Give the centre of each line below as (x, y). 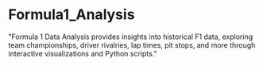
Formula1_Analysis (72, 15)
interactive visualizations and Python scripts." (83, 53)
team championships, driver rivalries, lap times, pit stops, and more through (132, 45)
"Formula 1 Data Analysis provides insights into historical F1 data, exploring (131, 37)
